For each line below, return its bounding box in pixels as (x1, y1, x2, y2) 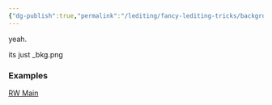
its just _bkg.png (8, 49, 63, 59)
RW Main (8, 88, 39, 98)
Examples (8, 69, 49, 81)
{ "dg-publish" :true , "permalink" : (8, 11, 121, 20)
